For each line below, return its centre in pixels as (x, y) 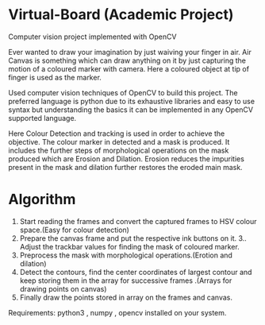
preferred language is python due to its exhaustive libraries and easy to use (132, 101)
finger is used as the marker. (55, 77)
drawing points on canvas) (63, 288)
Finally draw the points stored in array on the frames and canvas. (126, 297)
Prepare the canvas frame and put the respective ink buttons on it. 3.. (133, 238)
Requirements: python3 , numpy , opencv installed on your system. (117, 312)
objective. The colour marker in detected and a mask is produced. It (119, 141)
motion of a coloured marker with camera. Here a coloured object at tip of (129, 68)
